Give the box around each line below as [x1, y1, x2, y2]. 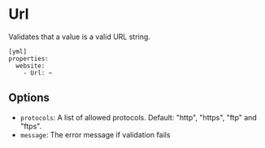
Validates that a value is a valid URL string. [8, 32, 150, 41]
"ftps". [20, 121, 42, 131]
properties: [8, 54, 49, 63]
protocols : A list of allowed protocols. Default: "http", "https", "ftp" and [20, 112, 258, 122]
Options [8, 91, 50, 105]
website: [15, 62, 46, 70]
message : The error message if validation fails [20, 129, 171, 139]
